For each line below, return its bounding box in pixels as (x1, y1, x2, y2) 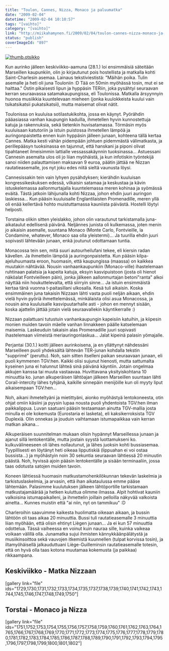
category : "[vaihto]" (5, 26, 51, 31)
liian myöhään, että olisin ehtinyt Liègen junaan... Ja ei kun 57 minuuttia (5, 520, 152, 526)
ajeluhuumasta (5, 258, 36, 264)
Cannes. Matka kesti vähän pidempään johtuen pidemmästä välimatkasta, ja (5, 138, 162, 144)
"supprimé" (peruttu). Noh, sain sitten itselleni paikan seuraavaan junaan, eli (5, 352, 162, 358)
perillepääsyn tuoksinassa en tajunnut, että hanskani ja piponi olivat (5, 143, 145, 149)
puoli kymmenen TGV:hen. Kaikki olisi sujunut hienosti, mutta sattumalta (5, 358, 154, 364)
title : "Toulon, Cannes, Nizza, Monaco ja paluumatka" (5, 7, 123, 13)
